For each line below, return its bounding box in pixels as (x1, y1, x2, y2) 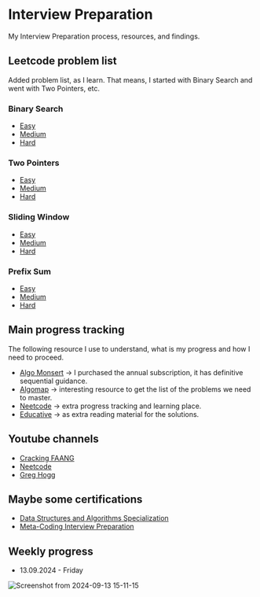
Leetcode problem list (8, 54, 117, 68)
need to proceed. (8, 352, 64, 362)
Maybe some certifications (8, 492, 143, 506)
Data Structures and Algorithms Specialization (19, 514, 169, 523)
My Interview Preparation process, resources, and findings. (8, 31, 200, 41)
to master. (19, 392, 53, 402)
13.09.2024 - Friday (19, 566, 84, 575)
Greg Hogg (19, 470, 56, 479)
